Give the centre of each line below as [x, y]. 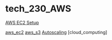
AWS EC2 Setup [22, 22]
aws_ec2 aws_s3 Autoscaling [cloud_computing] [56, 32]
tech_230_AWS [38, 9]
